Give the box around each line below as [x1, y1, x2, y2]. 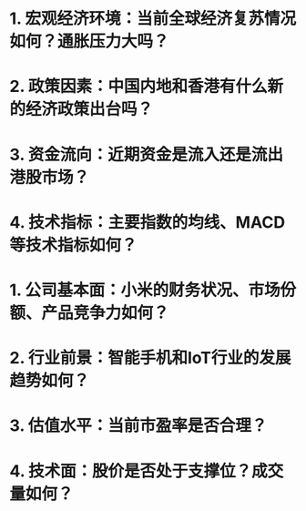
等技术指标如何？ [9, 234, 138, 255]
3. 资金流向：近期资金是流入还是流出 [9, 144, 284, 165]
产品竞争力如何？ [41, 302, 170, 323]
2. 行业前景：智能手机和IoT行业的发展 [9, 348, 291, 369]
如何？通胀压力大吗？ [9, 31, 170, 52]
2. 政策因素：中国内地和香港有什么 [9, 77, 268, 97]
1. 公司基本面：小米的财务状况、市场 [9, 280, 280, 301]
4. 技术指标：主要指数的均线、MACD [9, 211, 285, 232]
